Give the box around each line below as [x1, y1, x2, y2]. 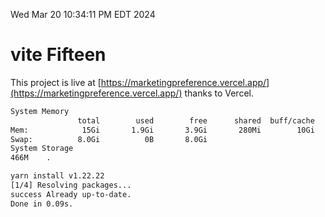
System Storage [10, 144, 74, 154]
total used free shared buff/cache [77, 115, 315, 126]
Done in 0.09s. [10, 199, 74, 209]
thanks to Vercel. [184, 87, 254, 99]
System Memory [10, 106, 70, 116]
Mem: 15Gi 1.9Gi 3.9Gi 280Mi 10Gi [10, 125, 315, 135]
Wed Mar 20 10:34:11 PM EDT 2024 [10, 9, 156, 20]
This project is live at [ [10, 76, 102, 88]
